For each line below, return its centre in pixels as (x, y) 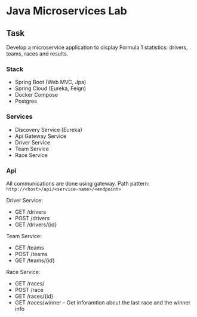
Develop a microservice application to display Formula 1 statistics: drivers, (97, 47)
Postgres (26, 101)
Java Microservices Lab (67, 11)
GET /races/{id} (34, 296)
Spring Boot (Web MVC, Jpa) (50, 82)
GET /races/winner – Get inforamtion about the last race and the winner (103, 302)
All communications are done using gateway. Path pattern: (78, 183)
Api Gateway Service (41, 136)
